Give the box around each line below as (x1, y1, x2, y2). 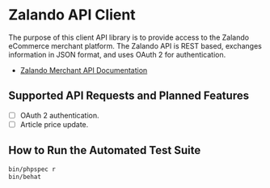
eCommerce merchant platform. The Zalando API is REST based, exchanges (8, 41, 263, 50)
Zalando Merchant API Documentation (19, 65, 148, 75)
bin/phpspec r (8, 164, 57, 173)
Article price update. (19, 119, 89, 129)
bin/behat (8, 173, 42, 181)
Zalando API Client (8, 6, 136, 24)
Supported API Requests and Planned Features (8, 89, 249, 103)
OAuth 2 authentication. (19, 110, 99, 120)
